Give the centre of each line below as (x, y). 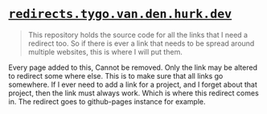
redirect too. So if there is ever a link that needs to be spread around (141, 43)
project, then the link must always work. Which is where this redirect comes (133, 93)
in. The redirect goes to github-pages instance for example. (107, 101)
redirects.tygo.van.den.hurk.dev (120, 14)
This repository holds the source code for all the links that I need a (138, 35)
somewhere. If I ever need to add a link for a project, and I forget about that (133, 84)
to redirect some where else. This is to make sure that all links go (116, 75)
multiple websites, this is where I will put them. (105, 51)
